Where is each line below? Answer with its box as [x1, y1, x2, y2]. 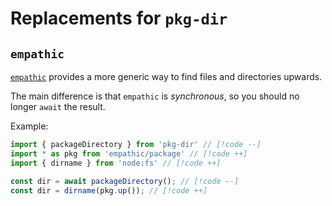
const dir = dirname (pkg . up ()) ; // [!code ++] [10, 185, 208, 196]
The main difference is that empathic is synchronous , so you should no [10, 90, 300, 102]
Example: [10, 120, 49, 132]
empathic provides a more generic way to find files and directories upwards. [10, 71, 323, 82]
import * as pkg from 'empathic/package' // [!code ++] [10, 148, 248, 159]
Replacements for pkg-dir [10, 7, 228, 30]
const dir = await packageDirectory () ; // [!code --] [10, 176, 240, 186]
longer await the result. [10, 101, 106, 112]
